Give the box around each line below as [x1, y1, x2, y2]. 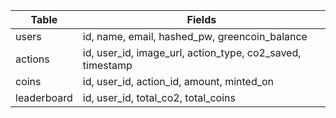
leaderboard [15, 91, 73, 104]
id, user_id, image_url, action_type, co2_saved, [82, 46, 302, 59]
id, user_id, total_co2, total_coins [82, 91, 236, 104]
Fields [186, 13, 217, 26]
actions [15, 52, 50, 66]
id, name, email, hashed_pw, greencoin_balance [82, 30, 308, 43]
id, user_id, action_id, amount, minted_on [82, 75, 275, 88]
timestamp [82, 59, 133, 72]
